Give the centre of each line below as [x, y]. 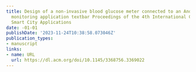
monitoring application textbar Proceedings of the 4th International [99, 17]
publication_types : [30, 38]
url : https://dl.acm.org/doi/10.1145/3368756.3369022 [78, 60]
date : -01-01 [22, 28]
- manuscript [22, 44]
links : [14, 49]
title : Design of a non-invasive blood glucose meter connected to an [94, 11]
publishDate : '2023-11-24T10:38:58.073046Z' [61, 33]
